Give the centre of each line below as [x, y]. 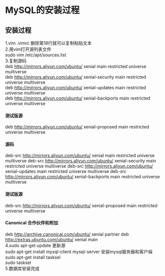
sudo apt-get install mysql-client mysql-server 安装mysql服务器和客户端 [79, 252]
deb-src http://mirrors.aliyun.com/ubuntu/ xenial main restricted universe [80, 155]
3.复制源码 [16, 61]
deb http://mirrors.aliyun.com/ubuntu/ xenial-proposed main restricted [77, 127]
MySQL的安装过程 [42, 10]
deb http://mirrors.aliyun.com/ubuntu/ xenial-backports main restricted [78, 98]
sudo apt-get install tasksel [33, 257]
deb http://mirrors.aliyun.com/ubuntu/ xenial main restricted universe [76, 66]
